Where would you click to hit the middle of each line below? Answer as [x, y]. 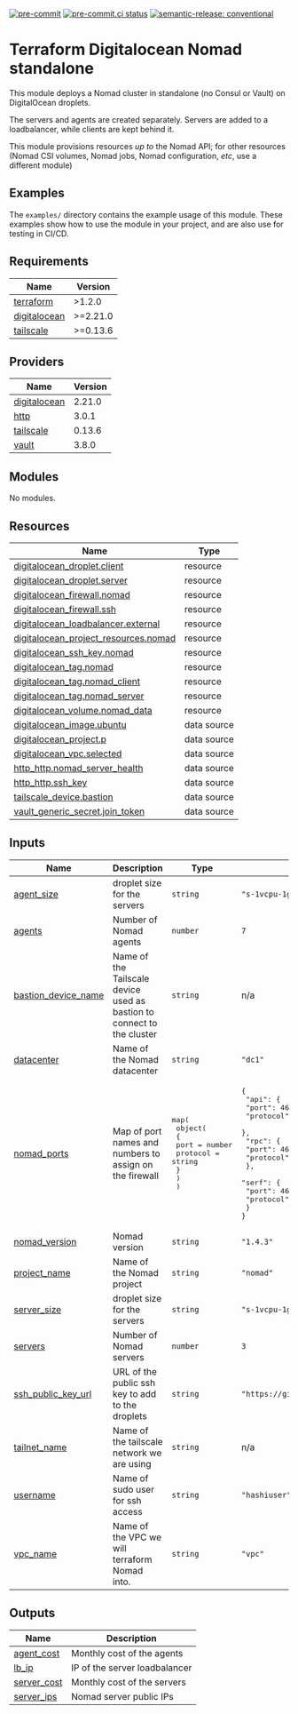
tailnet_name [40, 1447]
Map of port [137, 1131]
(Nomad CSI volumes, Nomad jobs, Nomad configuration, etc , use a [133, 155]
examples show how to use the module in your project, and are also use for [146, 224]
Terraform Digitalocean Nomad [125, 50]
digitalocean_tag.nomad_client [77, 682]
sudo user [133, 1489]
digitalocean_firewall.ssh [65, 609]
